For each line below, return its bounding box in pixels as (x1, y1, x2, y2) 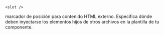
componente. (5, 24, 33, 30)
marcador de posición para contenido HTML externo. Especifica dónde (5, 13, 152, 19)
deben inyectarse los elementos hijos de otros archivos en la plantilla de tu (5, 19, 159, 24)
